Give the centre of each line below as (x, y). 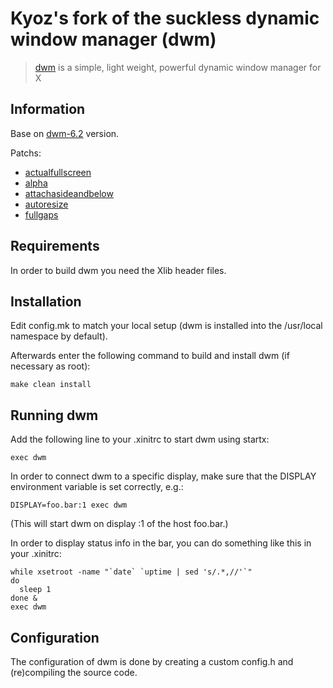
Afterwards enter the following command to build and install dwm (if (150, 356)
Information (48, 109)
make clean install (51, 385)
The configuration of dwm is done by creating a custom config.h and (152, 661)
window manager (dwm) (113, 39)
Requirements (55, 246)
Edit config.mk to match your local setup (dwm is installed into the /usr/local (166, 326)
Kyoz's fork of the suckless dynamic (165, 18)
